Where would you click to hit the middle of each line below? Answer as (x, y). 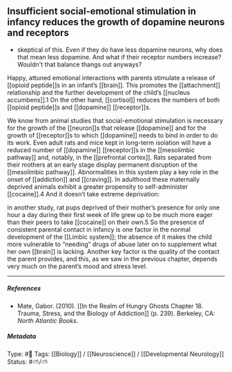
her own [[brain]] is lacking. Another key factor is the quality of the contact (113, 251)
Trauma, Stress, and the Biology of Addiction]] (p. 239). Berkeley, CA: (116, 313)
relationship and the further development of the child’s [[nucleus (99, 92)
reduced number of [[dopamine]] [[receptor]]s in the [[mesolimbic (101, 150)
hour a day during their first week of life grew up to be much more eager (110, 214)
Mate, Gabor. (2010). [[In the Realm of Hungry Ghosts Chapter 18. (110, 306)
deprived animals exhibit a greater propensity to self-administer (98, 187)
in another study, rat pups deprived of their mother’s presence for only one (114, 207)
